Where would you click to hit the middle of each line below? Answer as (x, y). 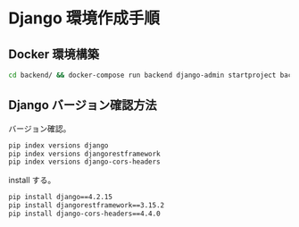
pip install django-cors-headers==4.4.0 (85, 214)
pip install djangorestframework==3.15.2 (87, 206)
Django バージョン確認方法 (83, 105)
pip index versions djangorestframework (85, 154)
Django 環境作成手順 (84, 18)
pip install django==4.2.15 (61, 198)
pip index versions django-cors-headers (85, 162)
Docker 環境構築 (54, 54)
